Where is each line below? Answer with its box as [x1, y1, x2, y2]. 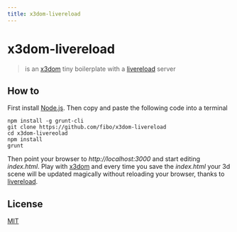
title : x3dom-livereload [7, 10, 81, 18]
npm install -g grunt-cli [7, 118, 84, 125]
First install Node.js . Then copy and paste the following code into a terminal [7, 104, 228, 112]
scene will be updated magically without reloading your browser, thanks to [7, 170, 225, 178]
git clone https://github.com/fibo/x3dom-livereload [7, 123, 167, 131]
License [7, 198, 43, 210]
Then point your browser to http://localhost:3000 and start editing [7, 155, 201, 163]
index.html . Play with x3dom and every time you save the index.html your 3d [7, 162, 231, 171]
